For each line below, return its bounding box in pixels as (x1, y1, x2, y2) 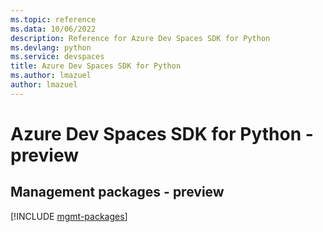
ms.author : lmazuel (10, 71, 92, 81)
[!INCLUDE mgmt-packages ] (10, 210, 128, 222)
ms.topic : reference (10, 14, 97, 25)
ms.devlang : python (10, 42, 92, 53)
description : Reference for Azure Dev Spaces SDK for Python (10, 33, 271, 43)
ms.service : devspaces (10, 52, 105, 62)
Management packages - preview (10, 184, 225, 201)
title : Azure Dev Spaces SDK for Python (10, 61, 182, 71)
